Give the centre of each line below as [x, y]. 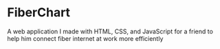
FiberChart [39, 13]
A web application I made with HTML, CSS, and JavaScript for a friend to [110, 31]
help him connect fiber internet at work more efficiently [85, 38]
